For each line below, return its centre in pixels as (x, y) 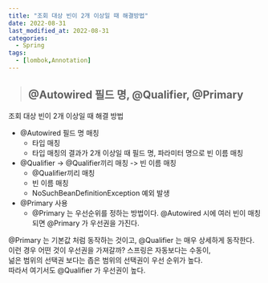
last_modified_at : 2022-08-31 (59, 30)
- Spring (30, 46)
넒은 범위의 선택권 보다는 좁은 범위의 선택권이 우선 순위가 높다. (106, 260)
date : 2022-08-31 (37, 23)
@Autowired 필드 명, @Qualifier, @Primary (136, 95)
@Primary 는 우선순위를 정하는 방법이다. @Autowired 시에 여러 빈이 (139, 212)
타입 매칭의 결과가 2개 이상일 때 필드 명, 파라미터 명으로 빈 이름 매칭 (138, 152)
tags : (17, 53)
